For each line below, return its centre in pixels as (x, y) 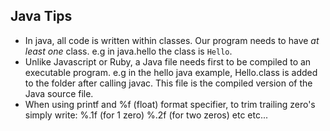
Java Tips (41, 16)
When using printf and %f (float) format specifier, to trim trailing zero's (170, 104)
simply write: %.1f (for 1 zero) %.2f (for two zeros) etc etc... (146, 115)
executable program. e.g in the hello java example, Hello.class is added (171, 72)
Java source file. (59, 93)
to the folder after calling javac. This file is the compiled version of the (168, 83)
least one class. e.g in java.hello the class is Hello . (128, 51)
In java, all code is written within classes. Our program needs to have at (172, 40)
